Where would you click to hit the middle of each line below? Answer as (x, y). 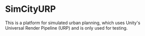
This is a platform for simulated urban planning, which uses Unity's (73, 23)
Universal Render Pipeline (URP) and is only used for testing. (66, 28)
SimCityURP (30, 9)
